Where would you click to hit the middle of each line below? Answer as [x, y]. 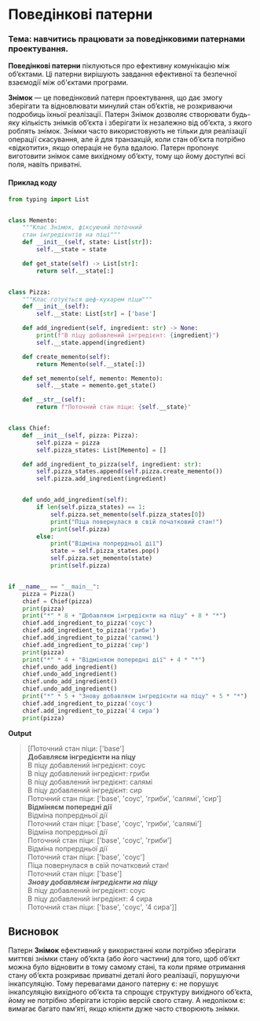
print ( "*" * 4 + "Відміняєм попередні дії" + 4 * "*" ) [114, 660]
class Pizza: [29, 292]
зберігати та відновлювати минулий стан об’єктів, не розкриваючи [121, 106]
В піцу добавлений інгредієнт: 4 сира [90, 898]
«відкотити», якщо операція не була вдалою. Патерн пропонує [114, 148]
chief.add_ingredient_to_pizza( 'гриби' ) [89, 631]
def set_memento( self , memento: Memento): [93, 379]
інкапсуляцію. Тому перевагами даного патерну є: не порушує [114, 984]
